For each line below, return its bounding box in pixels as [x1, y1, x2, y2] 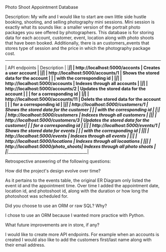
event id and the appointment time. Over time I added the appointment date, [5, 183, 160, 188]
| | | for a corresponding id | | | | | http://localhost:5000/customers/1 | [5, 101, 148, 107]
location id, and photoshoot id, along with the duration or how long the [5, 188, 148, 194]
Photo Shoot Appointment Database [5, 4, 79, 10]
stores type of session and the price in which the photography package [5, 45, 151, 51]
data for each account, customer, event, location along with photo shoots [5, 35, 154, 41]
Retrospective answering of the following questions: [5, 158, 111, 164]
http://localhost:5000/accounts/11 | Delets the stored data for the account [5, 96, 161, 102]
